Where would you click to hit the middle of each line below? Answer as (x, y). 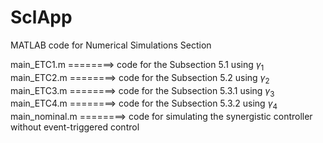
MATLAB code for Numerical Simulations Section (111, 45)
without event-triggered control (75, 127)
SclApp (41, 17)
